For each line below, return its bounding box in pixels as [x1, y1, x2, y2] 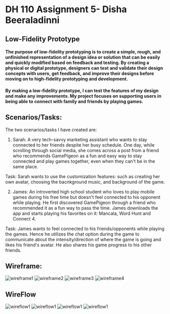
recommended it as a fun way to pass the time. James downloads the [12, 205, 158, 211]
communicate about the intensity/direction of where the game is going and [5, 236, 161, 242]
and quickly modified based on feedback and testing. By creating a [5, 60, 150, 66]
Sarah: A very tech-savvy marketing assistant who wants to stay [12, 136, 147, 142]
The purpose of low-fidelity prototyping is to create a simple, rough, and [5, 49, 161, 55]
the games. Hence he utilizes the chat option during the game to [5, 231, 140, 237]
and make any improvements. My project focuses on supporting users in [5, 93, 161, 99]
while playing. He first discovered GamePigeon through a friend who [12, 199, 156, 206]
